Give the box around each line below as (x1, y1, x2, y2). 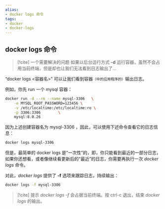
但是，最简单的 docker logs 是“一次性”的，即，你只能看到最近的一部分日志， (5, 150, 161, 156)
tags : (5, 16, 16, 21)
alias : (5, 7, 19, 12)
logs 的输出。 (17, 198, 45, 204)
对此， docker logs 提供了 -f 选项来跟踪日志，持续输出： (5, 172, 119, 178)
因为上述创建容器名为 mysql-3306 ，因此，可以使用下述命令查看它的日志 (5, 124, 154, 130)
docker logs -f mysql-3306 (5, 182, 61, 188)
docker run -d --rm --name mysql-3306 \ (5, 96, 94, 101)
